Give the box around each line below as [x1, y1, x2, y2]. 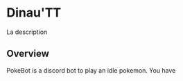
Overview [6, 48, 50, 60]
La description [6, 28, 48, 36]
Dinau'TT [6, 5, 62, 21]
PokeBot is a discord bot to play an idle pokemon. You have [6, 66, 176, 74]
